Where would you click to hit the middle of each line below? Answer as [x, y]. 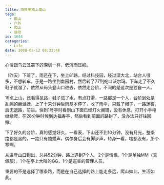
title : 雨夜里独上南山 [26, 9]
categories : [17, 41]
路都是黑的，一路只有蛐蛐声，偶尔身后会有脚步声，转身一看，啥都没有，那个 [82, 138]
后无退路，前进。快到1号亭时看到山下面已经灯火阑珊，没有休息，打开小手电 [81, 110]
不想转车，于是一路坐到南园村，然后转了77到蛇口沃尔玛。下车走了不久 [84, 81]
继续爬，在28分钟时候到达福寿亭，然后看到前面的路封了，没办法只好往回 [78, 116]
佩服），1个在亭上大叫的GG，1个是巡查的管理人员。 [56, 161]
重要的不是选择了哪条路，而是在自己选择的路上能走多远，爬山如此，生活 [78, 171]
